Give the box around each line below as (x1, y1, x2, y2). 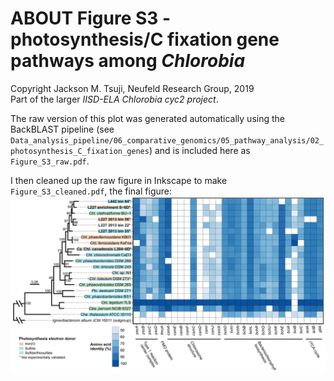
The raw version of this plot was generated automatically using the (10, 112, 285, 124)
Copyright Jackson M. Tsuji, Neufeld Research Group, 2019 (10, 82, 255, 94)
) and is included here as (148, 144, 251, 156)
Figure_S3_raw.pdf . (10, 155, 90, 167)
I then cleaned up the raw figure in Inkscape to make (10, 174, 228, 186)
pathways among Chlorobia (10, 50, 246, 72)
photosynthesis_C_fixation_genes (10, 146, 150, 156)
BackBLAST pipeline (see (10, 123, 115, 135)
